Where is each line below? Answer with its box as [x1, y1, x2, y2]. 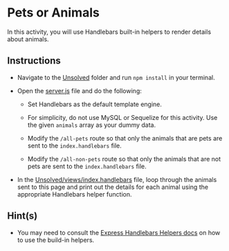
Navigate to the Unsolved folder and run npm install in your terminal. [17, 73, 216, 81]
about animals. [7, 34, 50, 43]
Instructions [7, 55, 61, 67]
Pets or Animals [7, 5, 100, 21]
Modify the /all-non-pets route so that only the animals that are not [27, 154, 221, 163]
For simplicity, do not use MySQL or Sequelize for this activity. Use [27, 113, 218, 121]
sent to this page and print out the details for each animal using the [17, 183, 209, 191]
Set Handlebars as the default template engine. [27, 100, 163, 108]
